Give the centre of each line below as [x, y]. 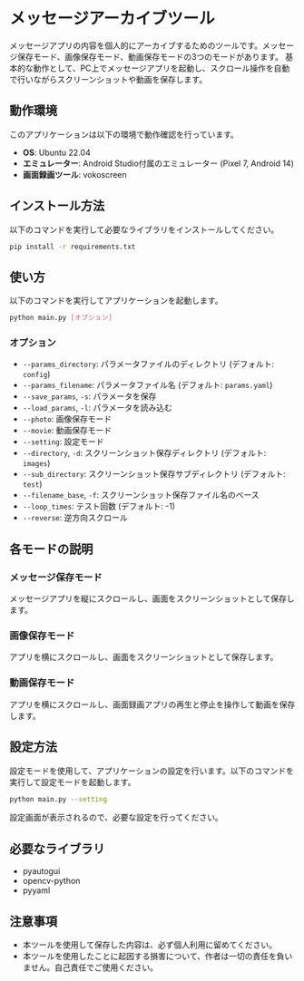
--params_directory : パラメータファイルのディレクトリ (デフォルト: [148, 364]
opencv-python [51, 881]
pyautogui [41, 871]
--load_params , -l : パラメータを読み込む [97, 408]
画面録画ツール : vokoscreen [74, 174]
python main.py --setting [58, 799]
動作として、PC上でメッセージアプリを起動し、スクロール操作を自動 [162, 68]
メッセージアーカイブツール [112, 19]
